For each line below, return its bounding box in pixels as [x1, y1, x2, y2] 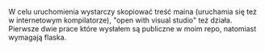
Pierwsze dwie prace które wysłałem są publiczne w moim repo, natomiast [8, 24, 257, 33]
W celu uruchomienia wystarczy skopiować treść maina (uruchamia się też [8, 7, 257, 16]
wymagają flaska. [8, 32, 67, 42]
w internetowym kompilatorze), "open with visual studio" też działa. [8, 15, 233, 25]
